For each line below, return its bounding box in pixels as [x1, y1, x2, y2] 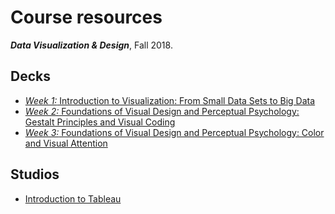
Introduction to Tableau [24, 192, 122, 205]
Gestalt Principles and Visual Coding [24, 116, 176, 128]
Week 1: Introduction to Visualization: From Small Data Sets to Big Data [24, 94, 316, 106]
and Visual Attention [24, 137, 108, 149]
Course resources [10, 6, 163, 29]
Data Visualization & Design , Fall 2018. [10, 39, 173, 51]
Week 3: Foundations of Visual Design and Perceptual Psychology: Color [24, 126, 325, 138]
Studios [10, 166, 60, 183]
